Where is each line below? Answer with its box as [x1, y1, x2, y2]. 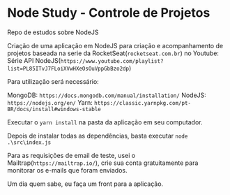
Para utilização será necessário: [7, 77, 99, 85]
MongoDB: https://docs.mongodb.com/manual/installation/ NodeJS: [7, 91, 207, 99]
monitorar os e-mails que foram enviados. [7, 166, 128, 174]
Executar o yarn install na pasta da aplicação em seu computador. [7, 117, 204, 127]
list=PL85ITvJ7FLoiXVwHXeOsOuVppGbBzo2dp [7, 65, 130, 72]
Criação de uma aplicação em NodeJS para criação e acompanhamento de [7, 41, 224, 50]
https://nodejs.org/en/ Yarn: [7, 98, 93, 106]
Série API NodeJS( [7, 56, 61, 64]
